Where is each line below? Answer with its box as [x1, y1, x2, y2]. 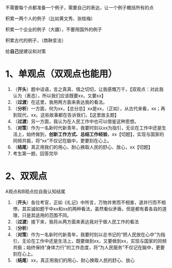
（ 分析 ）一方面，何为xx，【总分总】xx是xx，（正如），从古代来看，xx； [12, 105, 161, 112]
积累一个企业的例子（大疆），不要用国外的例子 [5, 26, 102, 32]
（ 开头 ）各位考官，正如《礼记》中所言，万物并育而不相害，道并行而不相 [12, 199, 166, 205]
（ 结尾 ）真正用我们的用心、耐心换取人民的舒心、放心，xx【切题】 [12, 144, 153, 150]
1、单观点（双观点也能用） [5, 68, 118, 80]
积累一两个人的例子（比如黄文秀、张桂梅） [5, 15, 95, 22]
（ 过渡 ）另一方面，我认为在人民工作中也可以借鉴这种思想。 [12, 118, 139, 124]
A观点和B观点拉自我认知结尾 [5, 188, 66, 194]
